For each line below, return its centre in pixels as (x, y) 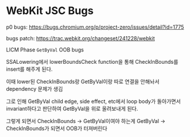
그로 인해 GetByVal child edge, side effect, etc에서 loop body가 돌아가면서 (94, 101)
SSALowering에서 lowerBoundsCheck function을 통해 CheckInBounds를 (92, 61)
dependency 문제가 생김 (35, 88)
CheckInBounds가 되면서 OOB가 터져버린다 (57, 128)
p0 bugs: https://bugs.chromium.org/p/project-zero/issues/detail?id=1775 (95, 27)
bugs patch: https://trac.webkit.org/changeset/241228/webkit (81, 38)
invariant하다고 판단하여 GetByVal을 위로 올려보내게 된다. (72, 108)
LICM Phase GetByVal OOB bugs (45, 49)
